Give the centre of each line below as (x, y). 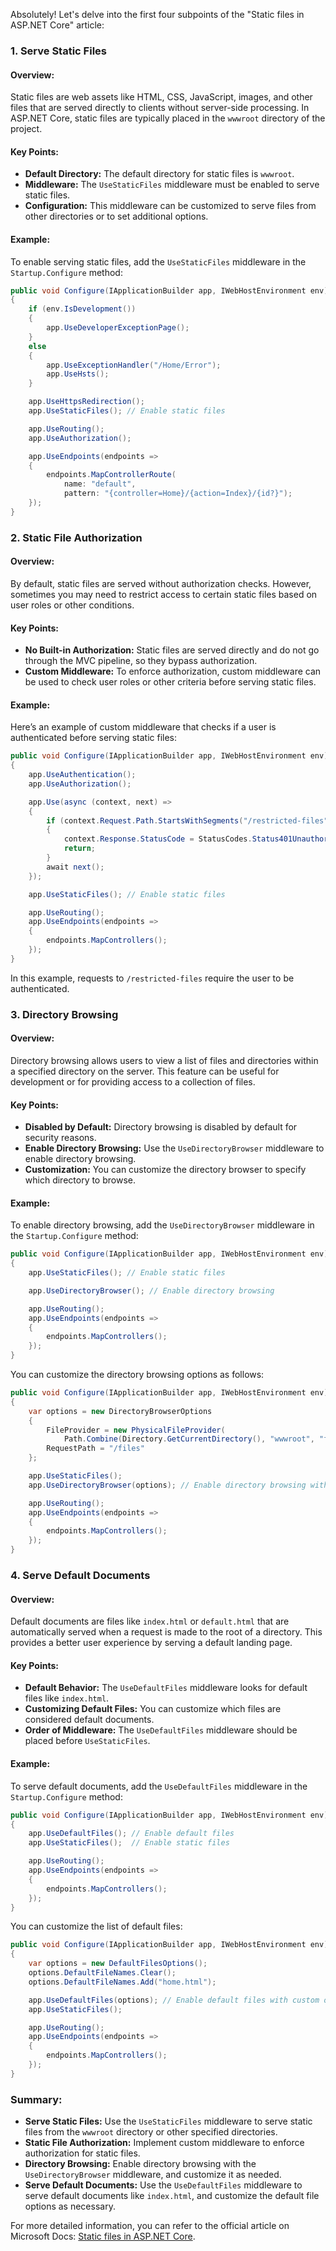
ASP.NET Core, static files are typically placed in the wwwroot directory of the (168, 118)
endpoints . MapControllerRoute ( (111, 475)
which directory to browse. (80, 1180)
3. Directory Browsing (64, 1014)
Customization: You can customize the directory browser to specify (165, 1170)
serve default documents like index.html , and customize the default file (172, 2196)
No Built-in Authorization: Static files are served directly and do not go (172, 650)
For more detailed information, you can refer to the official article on (150, 2226)
